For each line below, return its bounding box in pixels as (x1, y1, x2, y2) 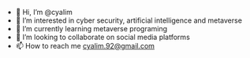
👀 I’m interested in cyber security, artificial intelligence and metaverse (15, 16, 243, 25)
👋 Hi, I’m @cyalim (15, 8, 73, 16)
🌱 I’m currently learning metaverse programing (15, 24, 168, 33)
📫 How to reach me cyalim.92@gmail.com (15, 42, 155, 50)
